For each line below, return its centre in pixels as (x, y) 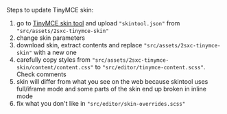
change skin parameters (50, 38)
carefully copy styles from (53, 60)
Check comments (41, 74)
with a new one (55, 52)
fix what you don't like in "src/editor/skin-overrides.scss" (101, 103)
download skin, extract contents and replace (79, 45)
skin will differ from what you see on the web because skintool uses (112, 81)
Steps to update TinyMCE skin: (50, 10)
